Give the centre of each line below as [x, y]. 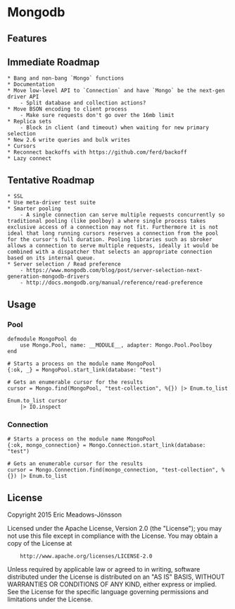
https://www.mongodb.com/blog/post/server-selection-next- [114, 271]
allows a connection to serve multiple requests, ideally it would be [113, 246]
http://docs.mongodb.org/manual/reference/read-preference [114, 283]
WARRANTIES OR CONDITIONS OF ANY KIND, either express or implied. [112, 584]
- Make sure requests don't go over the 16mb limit [97, 116]
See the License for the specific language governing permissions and [108, 592]
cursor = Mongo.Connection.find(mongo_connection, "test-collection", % [116, 470]
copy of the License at [40, 543]
